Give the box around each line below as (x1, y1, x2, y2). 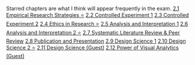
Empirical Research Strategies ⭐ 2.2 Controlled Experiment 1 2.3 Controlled (6, 12, 189, 18)
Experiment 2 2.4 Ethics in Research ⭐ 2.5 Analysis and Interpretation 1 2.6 (6, 20, 188, 27)
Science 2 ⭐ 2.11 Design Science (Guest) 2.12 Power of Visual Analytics (6, 44, 179, 51)
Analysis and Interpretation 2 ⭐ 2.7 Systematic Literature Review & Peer (6, 29, 180, 36)
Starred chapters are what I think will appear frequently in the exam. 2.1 (6, 5, 180, 12)
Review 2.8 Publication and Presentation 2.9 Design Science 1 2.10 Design (6, 37, 186, 45)
